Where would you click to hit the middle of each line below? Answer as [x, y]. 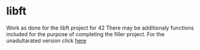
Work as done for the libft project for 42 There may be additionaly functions [100, 28]
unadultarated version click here [46, 40]
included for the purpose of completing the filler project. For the [85, 34]
